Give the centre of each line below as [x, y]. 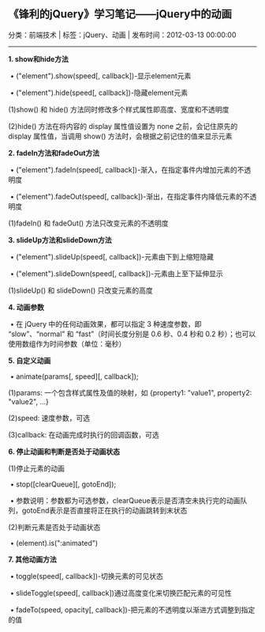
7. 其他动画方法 [32, 559]
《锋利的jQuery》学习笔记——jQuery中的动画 [120, 14]
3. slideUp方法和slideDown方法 [60, 240]
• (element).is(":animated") [54, 543]
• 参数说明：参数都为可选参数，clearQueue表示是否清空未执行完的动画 [125, 500]
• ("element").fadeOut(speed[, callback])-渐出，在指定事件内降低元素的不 [130, 196]
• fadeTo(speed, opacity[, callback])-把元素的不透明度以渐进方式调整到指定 [132, 609]
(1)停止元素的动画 [36, 468]
